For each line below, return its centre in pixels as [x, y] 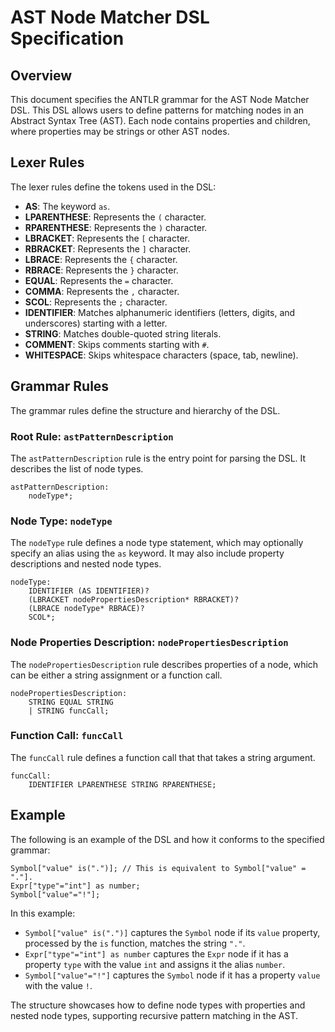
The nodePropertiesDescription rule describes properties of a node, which [164, 664]
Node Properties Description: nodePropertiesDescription [149, 643]
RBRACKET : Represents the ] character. [108, 248]
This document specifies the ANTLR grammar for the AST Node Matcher [160, 99]
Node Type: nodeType [61, 521]
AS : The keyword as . [67, 206]
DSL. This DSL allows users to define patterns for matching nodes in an [157, 110]
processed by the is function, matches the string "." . [135, 943]
